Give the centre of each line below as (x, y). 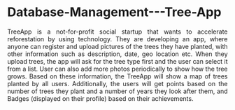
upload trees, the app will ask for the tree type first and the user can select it (117, 61)
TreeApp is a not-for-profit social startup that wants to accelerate (117, 32)
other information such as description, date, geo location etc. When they (117, 54)
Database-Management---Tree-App (114, 12)
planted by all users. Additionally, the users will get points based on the (117, 83)
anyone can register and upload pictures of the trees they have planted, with (117, 46)
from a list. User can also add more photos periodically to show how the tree (117, 69)
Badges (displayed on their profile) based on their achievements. (100, 98)
